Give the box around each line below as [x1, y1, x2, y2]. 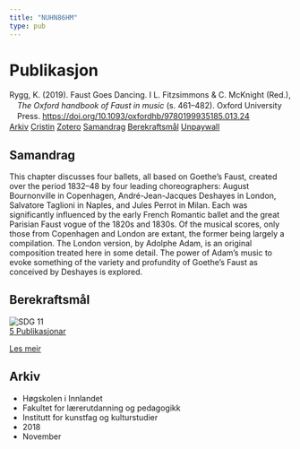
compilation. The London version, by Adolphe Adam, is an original [9, 237, 253, 248]
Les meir [9, 342, 42, 354]
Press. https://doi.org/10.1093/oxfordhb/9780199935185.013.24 [17, 111, 250, 122]
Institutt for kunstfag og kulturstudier [21, 411, 159, 422]
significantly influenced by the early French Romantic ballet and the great [9, 209, 280, 220]
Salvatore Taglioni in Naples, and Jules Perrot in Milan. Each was [9, 199, 248, 211]
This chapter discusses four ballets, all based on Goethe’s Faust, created [9, 171, 278, 182]
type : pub [9, 22, 47, 30]
